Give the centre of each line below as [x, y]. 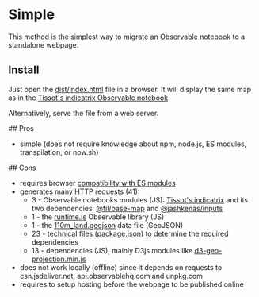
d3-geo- [208, 250]
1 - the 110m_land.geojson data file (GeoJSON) [107, 225]
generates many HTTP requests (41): [80, 191]
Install [24, 70]
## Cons [22, 168]
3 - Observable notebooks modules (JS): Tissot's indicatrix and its [139, 199]
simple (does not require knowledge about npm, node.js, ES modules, [133, 144]
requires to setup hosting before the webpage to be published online [131, 284]
